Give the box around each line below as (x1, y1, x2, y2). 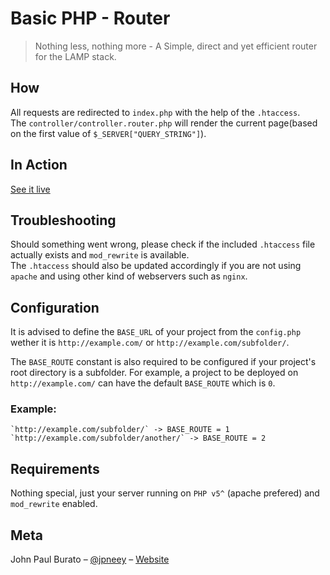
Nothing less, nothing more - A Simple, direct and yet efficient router (34, 40, 318, 52)
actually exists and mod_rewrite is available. (10, 249, 190, 261)
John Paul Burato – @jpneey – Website (10, 553, 170, 566)
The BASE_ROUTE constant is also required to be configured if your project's (10, 356, 317, 368)
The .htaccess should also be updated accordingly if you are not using (10, 260, 302, 272)
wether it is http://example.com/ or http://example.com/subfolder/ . (10, 337, 290, 349)
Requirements (10, 460, 100, 477)
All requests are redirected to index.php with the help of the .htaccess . (10, 106, 301, 118)
